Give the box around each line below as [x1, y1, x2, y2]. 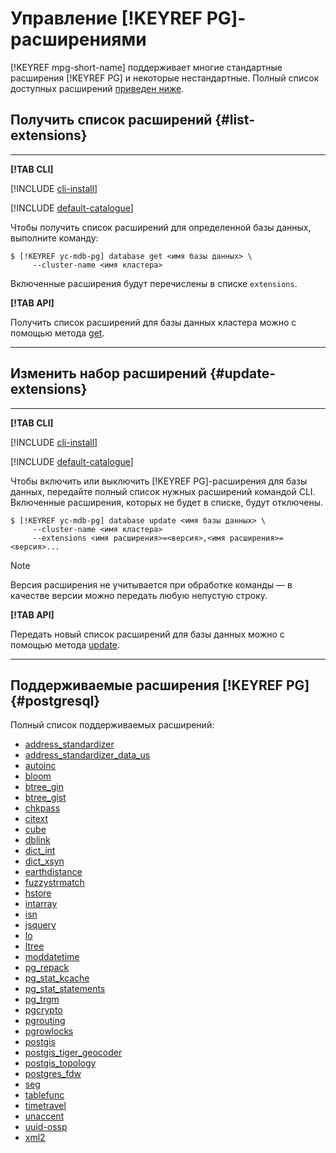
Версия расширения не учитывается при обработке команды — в [10, 578, 293, 591]
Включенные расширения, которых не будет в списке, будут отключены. [10, 496, 324, 508]
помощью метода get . [10, 327, 105, 339]
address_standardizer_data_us [24, 749, 151, 761]
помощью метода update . [10, 638, 121, 651]
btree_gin [24, 781, 64, 793]
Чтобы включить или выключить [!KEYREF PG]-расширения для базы [10, 475, 308, 487]
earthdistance [24, 866, 83, 878]
